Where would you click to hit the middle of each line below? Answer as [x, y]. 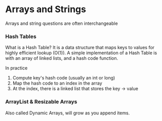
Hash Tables [21, 36]
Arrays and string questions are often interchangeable [62, 23]
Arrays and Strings [46, 9]
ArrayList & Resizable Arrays [41, 102]
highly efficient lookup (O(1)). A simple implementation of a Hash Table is [81, 53]
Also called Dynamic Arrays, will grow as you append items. [68, 113]
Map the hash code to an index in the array [57, 83]
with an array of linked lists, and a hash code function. [62, 58]
